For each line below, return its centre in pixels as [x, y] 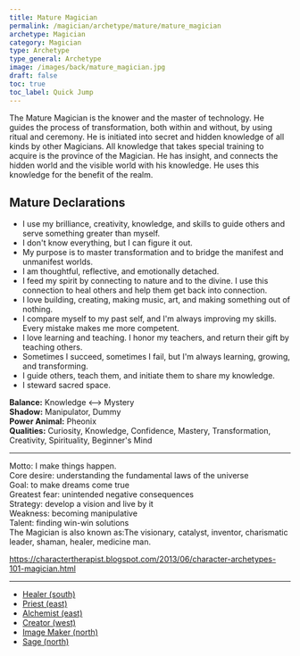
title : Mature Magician [54, 17]
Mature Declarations [67, 202]
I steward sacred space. [67, 386]
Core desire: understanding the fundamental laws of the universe [129, 476]
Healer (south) [49, 594]
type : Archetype [39, 51]
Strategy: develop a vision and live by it [81, 504]
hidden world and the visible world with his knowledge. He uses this [134, 165]
